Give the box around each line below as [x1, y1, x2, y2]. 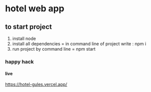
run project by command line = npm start [12, 46, 96, 52]
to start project [5, 23, 52, 31]
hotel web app [5, 3, 65, 14]
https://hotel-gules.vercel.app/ [5, 82, 68, 88]
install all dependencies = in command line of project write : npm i [12, 41, 147, 47]
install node [12, 35, 36, 41]
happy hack [5, 58, 34, 65]
